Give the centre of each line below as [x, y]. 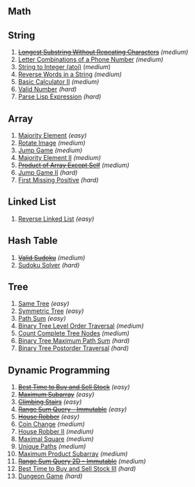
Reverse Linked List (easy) [56, 219]
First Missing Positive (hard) [58, 180]
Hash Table [33, 241]
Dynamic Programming [59, 370]
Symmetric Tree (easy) [51, 311]
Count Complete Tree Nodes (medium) [73, 333]
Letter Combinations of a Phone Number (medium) [91, 59]
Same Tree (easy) [44, 304]
